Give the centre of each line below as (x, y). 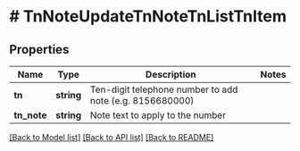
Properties (39, 50)
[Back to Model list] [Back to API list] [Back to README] (112, 137)
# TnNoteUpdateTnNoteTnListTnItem (148, 17)
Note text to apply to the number (158, 115)
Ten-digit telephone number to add (164, 89)
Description (171, 75)
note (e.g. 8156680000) (142, 101)
